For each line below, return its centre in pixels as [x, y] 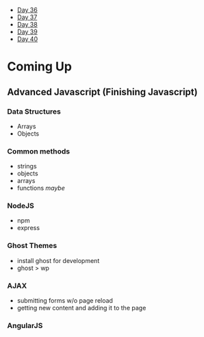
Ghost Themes [32, 246]
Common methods [39, 151]
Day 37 [27, 17]
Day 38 [27, 24]
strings [27, 166]
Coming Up [39, 67]
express [28, 228]
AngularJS [25, 325]
